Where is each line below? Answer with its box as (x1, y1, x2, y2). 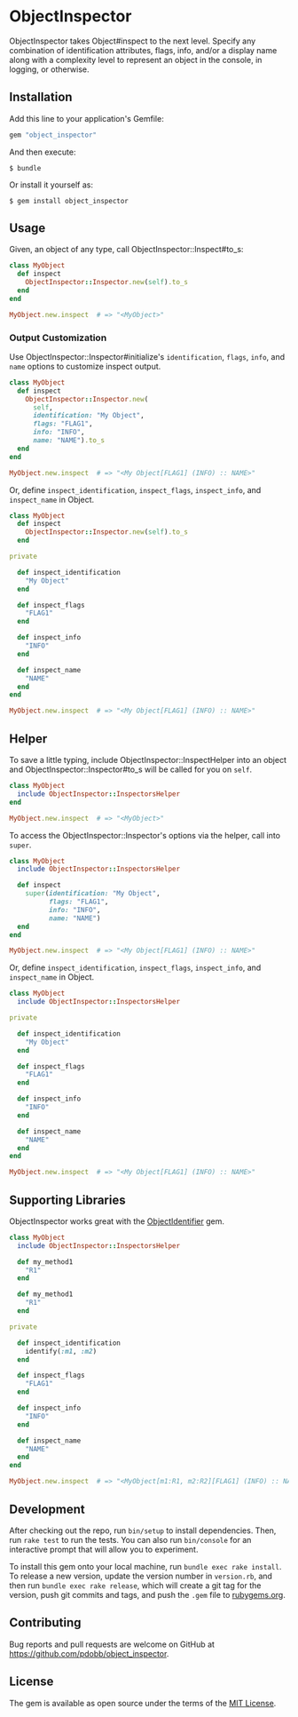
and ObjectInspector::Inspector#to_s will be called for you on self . (9, 764, 253, 775)
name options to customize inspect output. (9, 361, 161, 371)
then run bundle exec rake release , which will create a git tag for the (9, 1579, 262, 1591)
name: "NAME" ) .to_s (32, 436, 105, 445)
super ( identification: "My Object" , (25, 889, 161, 898)
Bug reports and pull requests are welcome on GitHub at (9, 1639, 216, 1649)
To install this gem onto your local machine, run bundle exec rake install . (9, 1561, 282, 1571)
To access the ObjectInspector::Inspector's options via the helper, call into (9, 830, 281, 840)
